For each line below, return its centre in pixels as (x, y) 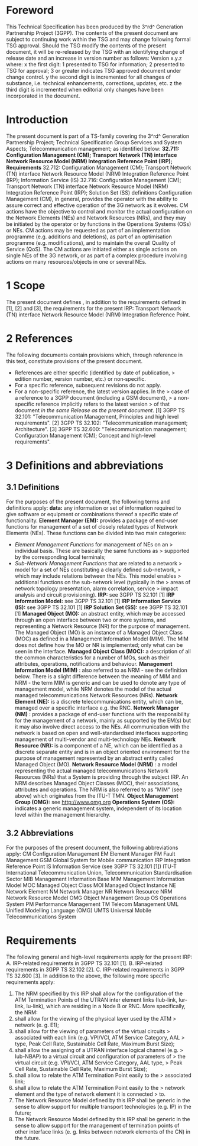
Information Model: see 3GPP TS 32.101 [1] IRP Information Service (98, 601)
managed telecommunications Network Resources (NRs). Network (96, 695)
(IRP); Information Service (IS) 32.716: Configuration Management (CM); (94, 180)
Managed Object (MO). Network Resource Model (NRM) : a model (96, 764)
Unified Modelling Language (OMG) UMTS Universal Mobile (79, 910)
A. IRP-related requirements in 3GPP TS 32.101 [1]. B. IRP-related (84, 963)
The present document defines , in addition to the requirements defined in (96, 302)
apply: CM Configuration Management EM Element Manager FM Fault (91, 854)
